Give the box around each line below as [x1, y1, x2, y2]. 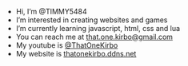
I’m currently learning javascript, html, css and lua [15, 24, 181, 33]
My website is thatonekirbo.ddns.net [15, 49, 137, 58]
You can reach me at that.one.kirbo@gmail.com [15, 32, 174, 41]
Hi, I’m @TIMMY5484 [15, 7, 88, 16]
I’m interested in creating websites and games [15, 15, 168, 25]
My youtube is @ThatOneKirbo [15, 41, 118, 50]
